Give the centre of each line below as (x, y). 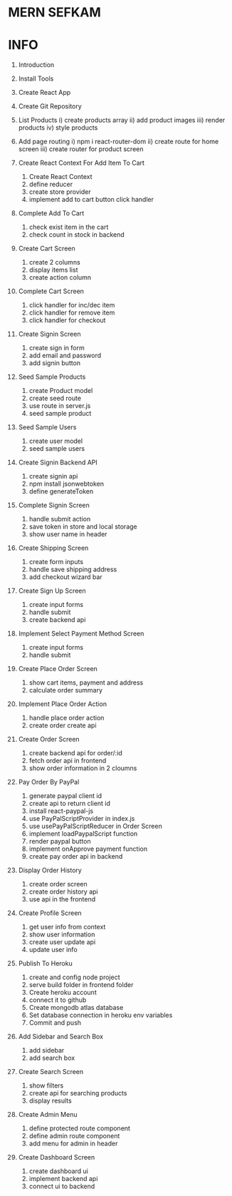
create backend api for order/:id (76, 753)
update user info (53, 950)
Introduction (36, 65)
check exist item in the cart (69, 227)
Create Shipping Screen (53, 548)
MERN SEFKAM (55, 12)
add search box (52, 1058)
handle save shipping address (73, 569)
